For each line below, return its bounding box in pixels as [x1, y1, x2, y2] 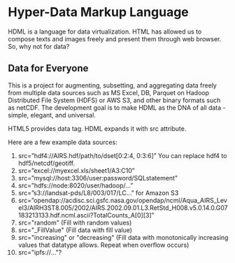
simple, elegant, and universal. [8, 111, 97, 119]
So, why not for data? [8, 42, 70, 50]
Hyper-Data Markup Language [8, 4, 190, 20]
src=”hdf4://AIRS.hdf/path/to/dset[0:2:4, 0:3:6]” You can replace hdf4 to [17, 151, 227, 159]
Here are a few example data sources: [8, 138, 117, 146]
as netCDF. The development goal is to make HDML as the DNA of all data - [8, 103, 226, 112]
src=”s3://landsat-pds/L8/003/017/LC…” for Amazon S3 [17, 188, 179, 197]
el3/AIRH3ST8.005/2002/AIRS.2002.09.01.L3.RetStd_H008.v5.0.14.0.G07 [17, 204, 228, 212]
